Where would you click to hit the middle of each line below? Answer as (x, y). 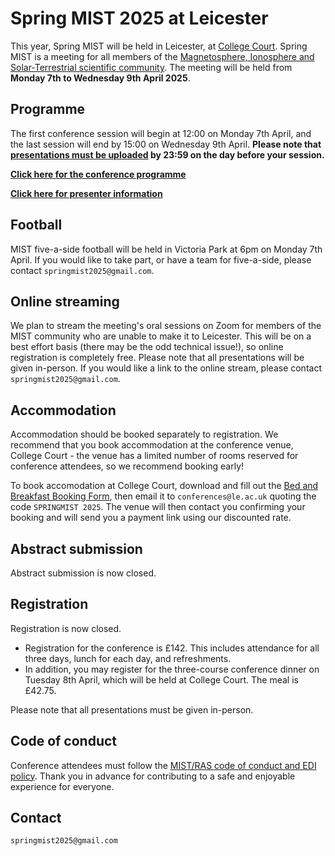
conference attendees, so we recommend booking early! (127, 466)
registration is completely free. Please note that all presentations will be (157, 358)
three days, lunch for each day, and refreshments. (128, 658)
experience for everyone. (62, 786)
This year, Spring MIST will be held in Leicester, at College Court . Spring (159, 46)
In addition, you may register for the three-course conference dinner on (172, 669)
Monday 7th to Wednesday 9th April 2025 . (100, 78)
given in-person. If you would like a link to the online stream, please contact (166, 368)
